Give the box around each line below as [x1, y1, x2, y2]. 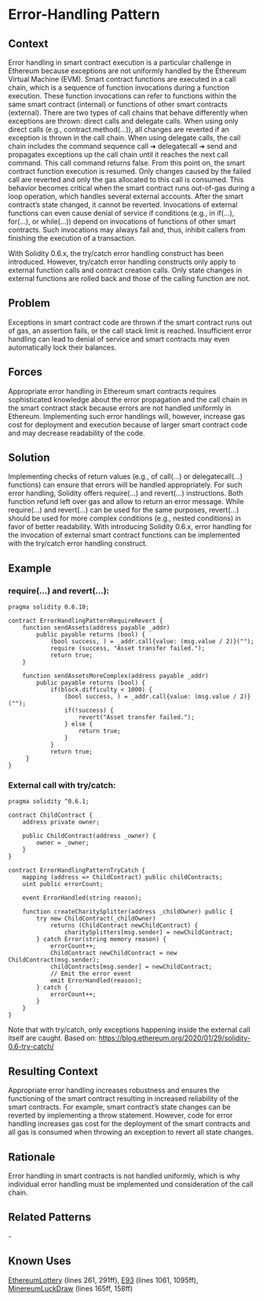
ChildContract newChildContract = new [49, 949, 177, 958]
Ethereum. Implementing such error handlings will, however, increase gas [8, 411, 246, 421]
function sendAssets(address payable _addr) [22, 624, 170, 632]
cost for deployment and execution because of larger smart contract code [8, 420, 248, 429]
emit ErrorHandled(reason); [49, 977, 143, 985]
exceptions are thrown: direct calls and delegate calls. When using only [8, 117, 239, 125]
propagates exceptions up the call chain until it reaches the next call [8, 150, 229, 159]
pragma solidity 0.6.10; [8, 603, 89, 611]
